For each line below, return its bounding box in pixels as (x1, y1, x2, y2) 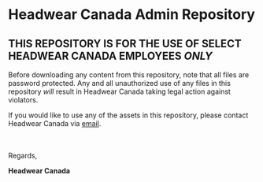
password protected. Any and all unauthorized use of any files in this (8, 79, 231, 87)
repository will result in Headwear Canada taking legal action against (8, 87, 231, 96)
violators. (8, 95, 39, 104)
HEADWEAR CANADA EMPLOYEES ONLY (8, 49, 213, 62)
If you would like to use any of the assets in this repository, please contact (8, 110, 249, 120)
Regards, (8, 151, 38, 160)
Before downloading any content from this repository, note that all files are (8, 70, 250, 80)
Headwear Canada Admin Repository (8, 6, 256, 24)
